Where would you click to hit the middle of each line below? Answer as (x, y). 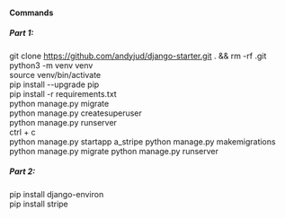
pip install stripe (39, 204)
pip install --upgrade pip (54, 84)
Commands (31, 13)
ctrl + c (22, 132)
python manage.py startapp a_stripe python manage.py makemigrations (142, 141)
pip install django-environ (57, 194)
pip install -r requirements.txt (63, 93)
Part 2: (22, 171)
